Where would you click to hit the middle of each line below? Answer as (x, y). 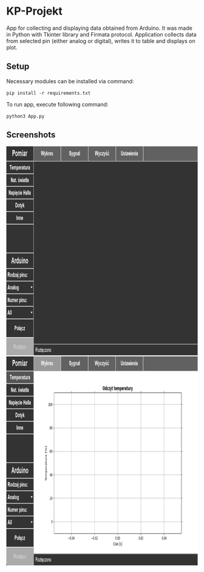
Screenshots (31, 135)
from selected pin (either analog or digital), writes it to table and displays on (101, 41)
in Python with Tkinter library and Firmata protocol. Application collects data (101, 34)
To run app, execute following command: (57, 104)
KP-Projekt (34, 11)
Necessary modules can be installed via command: (70, 81)
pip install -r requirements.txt (49, 93)
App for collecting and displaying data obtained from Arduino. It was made (99, 28)
